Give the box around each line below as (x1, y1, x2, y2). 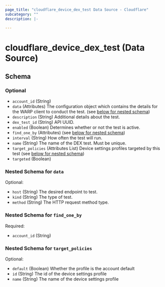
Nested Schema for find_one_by (5, 212, 82, 218)
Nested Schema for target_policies (5, 245, 93, 251)
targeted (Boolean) (12, 156, 51, 162)
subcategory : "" (5, 12, 38, 17)
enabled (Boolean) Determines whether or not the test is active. (12, 124, 140, 131)
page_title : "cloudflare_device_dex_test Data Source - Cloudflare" (5, 7, 149, 12)
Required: (5, 223, 25, 229)
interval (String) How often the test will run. (12, 135, 102, 141)
